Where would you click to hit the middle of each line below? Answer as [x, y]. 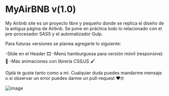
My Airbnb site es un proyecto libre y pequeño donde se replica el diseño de [84, 23]
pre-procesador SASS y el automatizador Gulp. [54, 34]
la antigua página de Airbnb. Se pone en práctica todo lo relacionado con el [84, 28]
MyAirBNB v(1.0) [41, 9]
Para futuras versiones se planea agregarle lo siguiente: [63, 43]
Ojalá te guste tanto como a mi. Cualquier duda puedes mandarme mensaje [84, 73]
